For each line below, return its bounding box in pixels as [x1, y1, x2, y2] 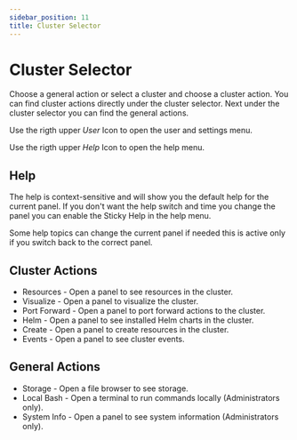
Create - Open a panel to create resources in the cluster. [21, 324, 229, 335]
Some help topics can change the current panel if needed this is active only [9, 228, 286, 238]
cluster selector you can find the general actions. [9, 108, 189, 118]
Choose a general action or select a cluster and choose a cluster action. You [9, 89, 289, 100]
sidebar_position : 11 [9, 12, 90, 22]
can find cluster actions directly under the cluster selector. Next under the [9, 99, 280, 109]
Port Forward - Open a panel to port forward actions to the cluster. [21, 306, 266, 316]
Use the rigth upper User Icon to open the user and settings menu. [9, 125, 253, 136]
